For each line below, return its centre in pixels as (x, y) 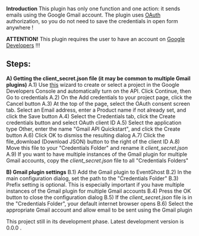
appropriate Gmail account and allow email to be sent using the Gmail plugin (99, 210)
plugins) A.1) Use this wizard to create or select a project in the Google (93, 84)
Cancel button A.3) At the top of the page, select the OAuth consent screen (98, 103)
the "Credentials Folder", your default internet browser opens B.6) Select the (99, 203)
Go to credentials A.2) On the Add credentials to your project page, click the (99, 97)
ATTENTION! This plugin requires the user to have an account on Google (96, 39)
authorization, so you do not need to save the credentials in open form (92, 21)
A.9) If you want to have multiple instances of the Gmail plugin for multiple (97, 154)
